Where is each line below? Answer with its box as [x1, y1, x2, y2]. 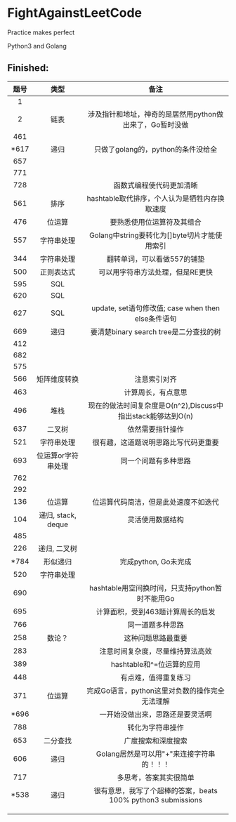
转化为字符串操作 [127, 722, 184, 732]
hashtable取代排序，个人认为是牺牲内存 [86, 193, 218, 203]
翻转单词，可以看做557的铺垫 [106, 254, 205, 264]
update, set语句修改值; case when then [91, 303, 220, 313]
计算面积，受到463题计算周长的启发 [96, 606, 216, 616]
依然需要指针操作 [127, 424, 184, 434]
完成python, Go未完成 [119, 557, 192, 566]
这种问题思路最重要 [124, 633, 188, 643]
